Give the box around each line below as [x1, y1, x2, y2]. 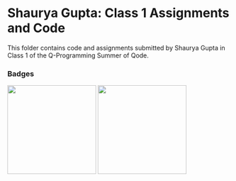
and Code [7, 20, 66, 36]
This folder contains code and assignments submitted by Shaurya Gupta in [7, 43, 225, 52]
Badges [7, 69, 34, 79]
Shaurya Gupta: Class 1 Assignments [7, 5, 230, 21]
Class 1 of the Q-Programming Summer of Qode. [7, 51, 149, 60]
